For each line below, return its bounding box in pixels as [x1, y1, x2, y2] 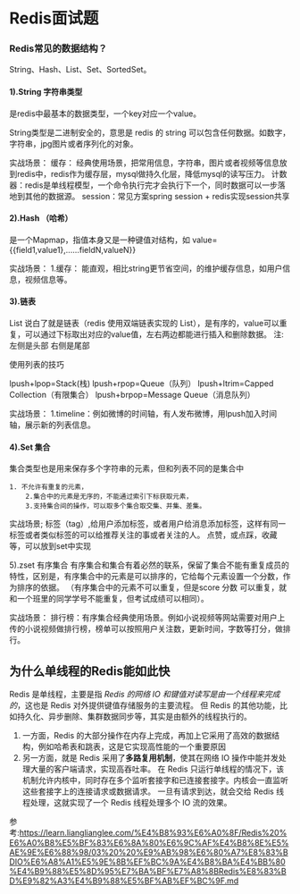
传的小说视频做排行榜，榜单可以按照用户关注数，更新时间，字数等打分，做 [9, 623, 283, 635]
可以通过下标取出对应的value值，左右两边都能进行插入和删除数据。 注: [24, 329, 284, 340]
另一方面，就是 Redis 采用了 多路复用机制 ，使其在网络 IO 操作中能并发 [21, 753, 279, 763]
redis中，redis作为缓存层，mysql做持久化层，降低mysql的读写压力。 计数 [16, 168, 287, 179]
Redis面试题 [9, 8, 99, 29]
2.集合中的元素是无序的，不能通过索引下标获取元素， [25, 493, 194, 502]
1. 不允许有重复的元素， [9, 483, 88, 492]
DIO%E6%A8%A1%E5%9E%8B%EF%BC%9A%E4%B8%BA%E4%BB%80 [9, 856, 286, 867]
